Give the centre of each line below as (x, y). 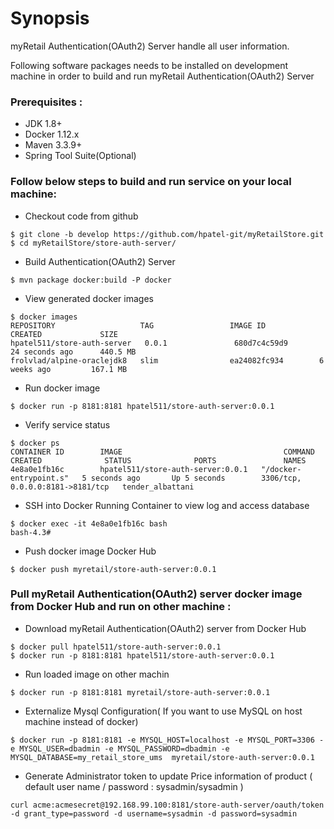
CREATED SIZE (64, 334)
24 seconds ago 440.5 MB (73, 352)
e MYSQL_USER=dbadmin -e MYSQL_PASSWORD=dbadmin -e (120, 748)
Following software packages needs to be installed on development (149, 65)
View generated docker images (89, 298)
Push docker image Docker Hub (90, 551)
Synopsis (50, 18)
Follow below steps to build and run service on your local (151, 182)
